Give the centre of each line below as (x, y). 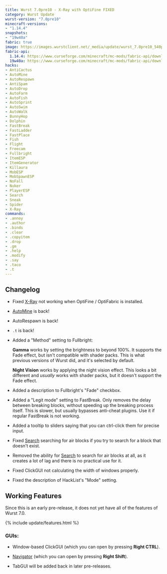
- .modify (15, 256)
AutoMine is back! (31, 311)
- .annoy (14, 218)
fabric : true (19, 42)
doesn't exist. (26, 446)
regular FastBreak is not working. (46, 416)
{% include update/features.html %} (42, 523)
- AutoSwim (16, 107)
